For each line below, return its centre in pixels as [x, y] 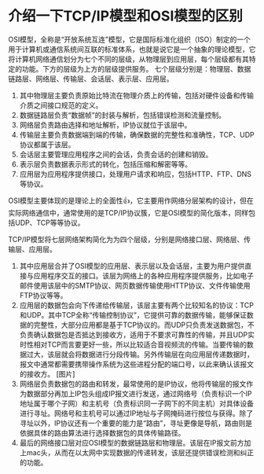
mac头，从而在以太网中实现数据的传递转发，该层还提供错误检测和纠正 [140, 452]
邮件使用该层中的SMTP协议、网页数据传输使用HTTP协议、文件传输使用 [135, 285]
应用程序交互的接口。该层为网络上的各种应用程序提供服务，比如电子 [143, 275]
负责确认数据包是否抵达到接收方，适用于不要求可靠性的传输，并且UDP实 [137, 334]
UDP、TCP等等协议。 [49, 222]
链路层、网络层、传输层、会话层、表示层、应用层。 [91, 79]
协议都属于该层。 [47, 144]
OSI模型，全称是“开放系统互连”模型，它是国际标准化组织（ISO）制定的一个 [130, 39]
